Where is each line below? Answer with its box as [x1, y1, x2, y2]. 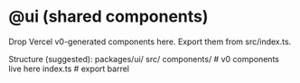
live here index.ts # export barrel [8, 63, 130, 74]
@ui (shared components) [8, 6, 209, 27]
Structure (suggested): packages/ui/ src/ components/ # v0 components [8, 53, 279, 64]
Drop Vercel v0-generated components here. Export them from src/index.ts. [8, 36, 292, 47]
